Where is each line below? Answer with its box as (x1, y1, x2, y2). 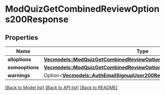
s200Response (5, 14, 69, 25)
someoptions (7, 64, 39, 71)
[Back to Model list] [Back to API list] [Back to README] (5, 85, 118, 90)
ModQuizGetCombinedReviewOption (5, 3, 160, 15)
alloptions (7, 56, 31, 63)
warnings (7, 72, 30, 79)
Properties (5, 33, 38, 42)
